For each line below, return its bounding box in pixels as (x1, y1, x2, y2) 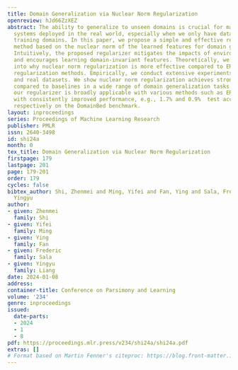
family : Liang (13, 267, 55, 274)
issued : (7, 306, 30, 313)
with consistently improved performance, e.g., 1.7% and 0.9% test (13, 96, 220, 103)
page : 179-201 (7, 168, 50, 175)
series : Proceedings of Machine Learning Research (7, 115, 160, 122)
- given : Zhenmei (7, 208, 59, 215)
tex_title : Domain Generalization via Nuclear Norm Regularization (7, 149, 211, 156)
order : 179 (7, 175, 40, 182)
